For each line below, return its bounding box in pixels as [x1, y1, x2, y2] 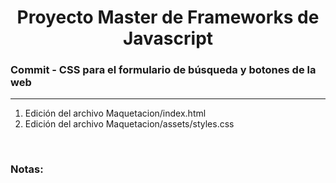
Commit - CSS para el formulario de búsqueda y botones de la [10, 63, 317, 77]
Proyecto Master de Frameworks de [16, 6, 320, 29]
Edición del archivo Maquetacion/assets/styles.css [24, 118, 235, 130]
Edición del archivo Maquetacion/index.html [24, 107, 207, 120]
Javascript [122, 27, 214, 50]
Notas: [10, 162, 44, 176]
